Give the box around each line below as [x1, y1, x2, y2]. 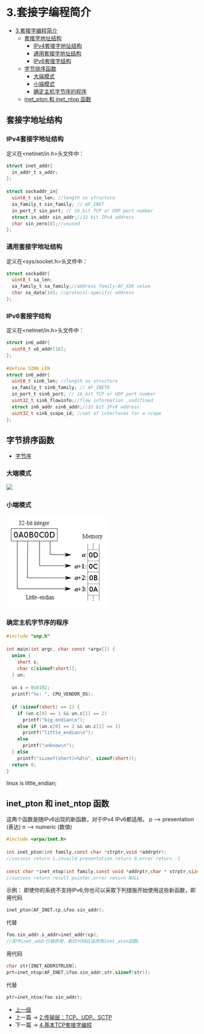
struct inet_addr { [6, 163, 53, 169]
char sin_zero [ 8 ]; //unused [12, 221, 80, 227]
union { [12, 653, 32, 659]
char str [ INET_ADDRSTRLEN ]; [6, 963, 78, 969]
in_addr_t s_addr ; [12, 169, 59, 175]
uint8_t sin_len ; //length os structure [12, 195, 115, 201]
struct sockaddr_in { [6, 188, 59, 195]
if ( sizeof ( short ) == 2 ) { [12, 704, 80, 710]
